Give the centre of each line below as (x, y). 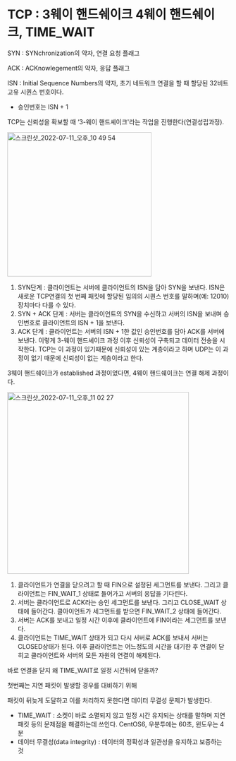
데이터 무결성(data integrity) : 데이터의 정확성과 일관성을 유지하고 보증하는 (120, 741)
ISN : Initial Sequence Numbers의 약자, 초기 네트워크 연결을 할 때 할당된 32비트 (118, 83)
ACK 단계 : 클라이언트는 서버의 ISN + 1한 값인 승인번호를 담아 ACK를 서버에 (121, 331)
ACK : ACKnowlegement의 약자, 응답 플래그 (69, 68)
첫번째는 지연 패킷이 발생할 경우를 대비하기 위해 (72, 685)
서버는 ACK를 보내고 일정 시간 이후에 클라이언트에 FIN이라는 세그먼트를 (115, 620)
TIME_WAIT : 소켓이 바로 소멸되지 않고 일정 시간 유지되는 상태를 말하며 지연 (121, 715)
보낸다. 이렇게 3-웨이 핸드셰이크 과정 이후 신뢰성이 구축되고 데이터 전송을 (118, 340)
